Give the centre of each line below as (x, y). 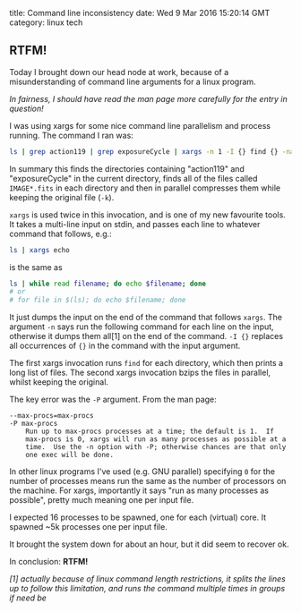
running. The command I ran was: (72, 135)
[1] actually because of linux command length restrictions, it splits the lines (148, 579)
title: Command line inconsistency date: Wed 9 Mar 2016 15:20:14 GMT (140, 13)
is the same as (36, 267)
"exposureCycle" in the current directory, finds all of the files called (133, 178)
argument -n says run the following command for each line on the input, (142, 327)
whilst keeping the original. (59, 382)
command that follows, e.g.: (60, 234)
